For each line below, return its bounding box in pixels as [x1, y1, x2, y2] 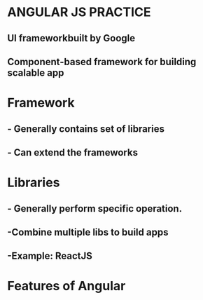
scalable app [7, 67, 64, 79]
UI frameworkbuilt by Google [7, 32, 136, 44]
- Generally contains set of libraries [7, 123, 164, 135]
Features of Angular [7, 278, 126, 294]
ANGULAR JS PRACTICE [7, 4, 152, 20]
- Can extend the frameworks [7, 146, 139, 158]
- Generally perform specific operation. [7, 203, 183, 214]
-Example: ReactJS [7, 250, 93, 262]
